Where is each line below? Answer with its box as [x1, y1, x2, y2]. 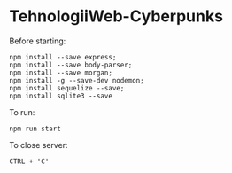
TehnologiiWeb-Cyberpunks [9, 6, 224, 27]
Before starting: [9, 35, 66, 46]
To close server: [9, 139, 68, 150]
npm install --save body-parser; [9, 60, 133, 69]
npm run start [9, 124, 62, 133]
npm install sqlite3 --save [9, 91, 113, 100]
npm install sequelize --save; [9, 83, 125, 92]
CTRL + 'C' [9, 157, 50, 166]
